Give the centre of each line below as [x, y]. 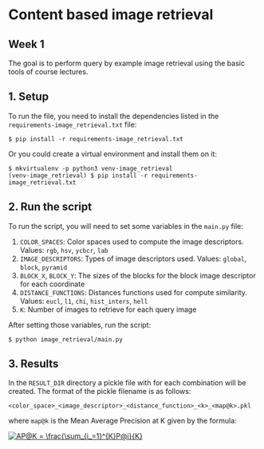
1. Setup [29, 97]
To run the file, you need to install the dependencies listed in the [114, 116]
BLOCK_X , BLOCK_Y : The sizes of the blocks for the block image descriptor [138, 275]
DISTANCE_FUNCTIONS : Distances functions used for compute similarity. [133, 292]
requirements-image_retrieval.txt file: [73, 124]
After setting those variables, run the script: [80, 325]
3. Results [33, 364]
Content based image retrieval [111, 15]
